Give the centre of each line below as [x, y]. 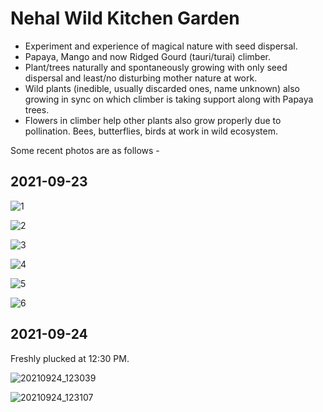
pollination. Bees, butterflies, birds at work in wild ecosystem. [151, 131]
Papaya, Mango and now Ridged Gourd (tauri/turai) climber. [148, 56]
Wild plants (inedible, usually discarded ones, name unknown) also [162, 88]
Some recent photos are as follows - [85, 150]
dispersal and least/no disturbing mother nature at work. [141, 78]
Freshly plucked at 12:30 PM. [70, 358]
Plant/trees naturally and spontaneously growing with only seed [156, 67]
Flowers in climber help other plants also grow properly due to [153, 120]
